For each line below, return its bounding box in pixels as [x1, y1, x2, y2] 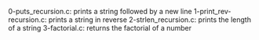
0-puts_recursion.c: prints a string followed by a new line [8, 7, 192, 16]
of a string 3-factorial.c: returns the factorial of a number [8, 24, 192, 32]
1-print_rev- [193, 7, 232, 16]
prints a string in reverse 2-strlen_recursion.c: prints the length [48, 15, 251, 24]
